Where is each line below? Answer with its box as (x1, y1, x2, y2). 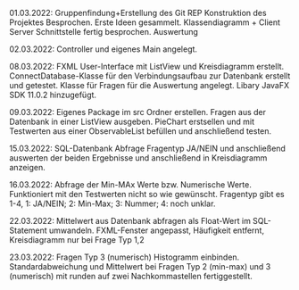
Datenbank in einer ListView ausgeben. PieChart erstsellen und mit (9, 116, 254, 127)
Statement (9, 225, 47, 236)
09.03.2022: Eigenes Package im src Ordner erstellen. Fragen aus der (9, 107, 266, 117)
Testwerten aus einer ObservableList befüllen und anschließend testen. (9, 126, 272, 137)
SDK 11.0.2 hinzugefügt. (9, 89, 96, 100)
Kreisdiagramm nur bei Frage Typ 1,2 (9, 235, 145, 244)
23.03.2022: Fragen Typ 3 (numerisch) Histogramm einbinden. (9, 252, 240, 262)
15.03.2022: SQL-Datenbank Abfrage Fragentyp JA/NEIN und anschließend (9, 143, 286, 153)
